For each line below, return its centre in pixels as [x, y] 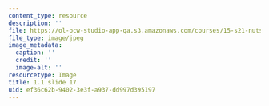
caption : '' [36, 53]
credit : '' [34, 61]
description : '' [35, 23]
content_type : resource [48, 16]
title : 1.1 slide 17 [43, 82]
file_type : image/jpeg [46, 38]
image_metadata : [35, 45]
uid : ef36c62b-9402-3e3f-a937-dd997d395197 [82, 90]
